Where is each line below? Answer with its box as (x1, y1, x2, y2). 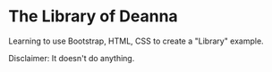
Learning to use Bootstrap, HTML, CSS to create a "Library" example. (8, 36, 265, 46)
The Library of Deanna (8, 6, 178, 27)
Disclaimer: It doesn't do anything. (8, 52, 135, 63)
